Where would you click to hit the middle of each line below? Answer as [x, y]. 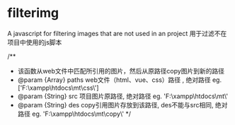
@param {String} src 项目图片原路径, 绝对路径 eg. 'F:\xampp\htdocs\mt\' [123, 96]
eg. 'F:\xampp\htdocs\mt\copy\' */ [81, 114]
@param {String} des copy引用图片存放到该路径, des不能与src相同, [115, 105]
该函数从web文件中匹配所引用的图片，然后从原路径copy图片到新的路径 [121, 71]
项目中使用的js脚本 [35, 42]
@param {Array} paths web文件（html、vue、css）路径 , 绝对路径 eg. [119, 80]
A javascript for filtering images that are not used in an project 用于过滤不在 [117, 33]
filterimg [33, 13]
